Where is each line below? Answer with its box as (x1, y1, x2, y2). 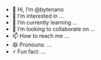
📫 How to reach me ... (12, 32, 69, 39)
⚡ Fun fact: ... (12, 48, 46, 55)
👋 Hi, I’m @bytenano (12, 6, 64, 13)
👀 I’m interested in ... (12, 12, 64, 20)
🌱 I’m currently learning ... (12, 19, 78, 26)
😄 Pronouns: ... (12, 41, 52, 48)
